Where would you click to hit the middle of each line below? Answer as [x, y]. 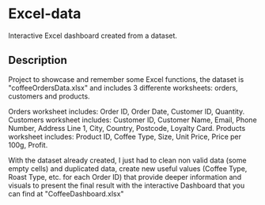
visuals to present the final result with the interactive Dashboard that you [127, 185]
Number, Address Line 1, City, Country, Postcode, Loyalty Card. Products [127, 128]
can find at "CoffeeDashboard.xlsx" [66, 193]
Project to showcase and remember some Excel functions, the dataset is [126, 79]
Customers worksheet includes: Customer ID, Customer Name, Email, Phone [132, 120]
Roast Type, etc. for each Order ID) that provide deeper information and [125, 177]
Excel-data [45, 14]
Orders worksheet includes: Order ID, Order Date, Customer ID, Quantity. [127, 111]
